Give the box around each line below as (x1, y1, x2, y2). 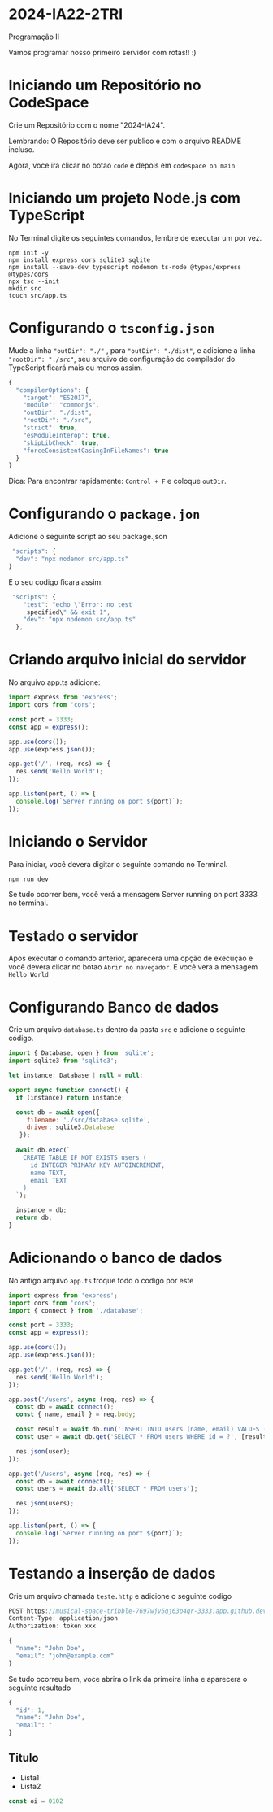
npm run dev (8, 875, 49, 883)
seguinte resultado (8, 1683, 71, 1692)
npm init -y (8, 249, 49, 257)
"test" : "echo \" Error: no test (23, 600, 132, 608)
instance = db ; (15, 1206, 67, 1214)
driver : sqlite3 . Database (26, 1123, 115, 1131)
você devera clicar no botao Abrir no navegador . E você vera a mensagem (8, 962, 258, 972)
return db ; (15, 1213, 53, 1222)
